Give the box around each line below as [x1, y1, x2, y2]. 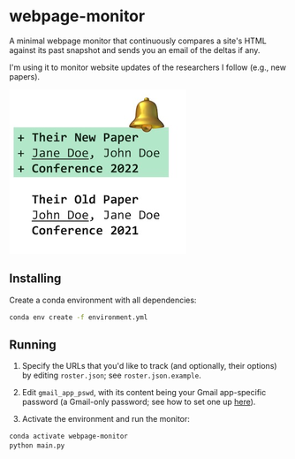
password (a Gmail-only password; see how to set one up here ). [21, 396, 256, 408]
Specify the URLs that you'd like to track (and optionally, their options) [21, 361, 277, 371]
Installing [9, 272, 62, 287]
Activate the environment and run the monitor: [21, 414, 190, 425]
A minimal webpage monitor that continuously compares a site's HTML [9, 35, 267, 46]
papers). [9, 71, 41, 81]
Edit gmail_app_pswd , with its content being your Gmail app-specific [21, 387, 267, 398]
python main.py [9, 441, 65, 450]
